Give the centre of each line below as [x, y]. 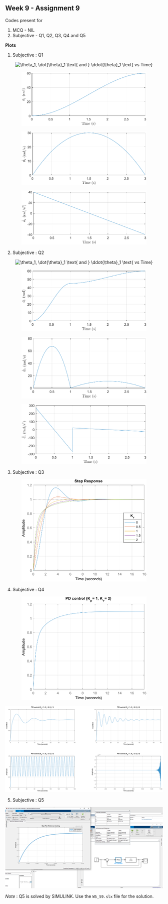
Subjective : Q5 [28, 800]
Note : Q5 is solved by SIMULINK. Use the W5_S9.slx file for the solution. [79, 896]
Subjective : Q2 [28, 252]
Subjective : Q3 [28, 472]
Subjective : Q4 [28, 590]
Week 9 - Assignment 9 [42, 8]
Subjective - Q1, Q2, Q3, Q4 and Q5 [49, 35]
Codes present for [24, 20]
